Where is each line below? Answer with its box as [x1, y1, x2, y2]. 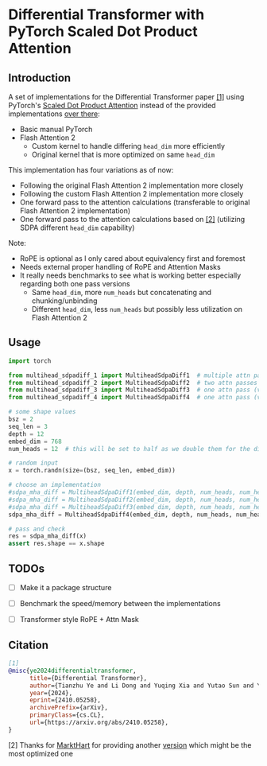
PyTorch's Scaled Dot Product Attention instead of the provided [8, 101, 216, 110]
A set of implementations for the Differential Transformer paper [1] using [8, 92, 245, 101]
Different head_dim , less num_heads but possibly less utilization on [31, 305, 243, 313]
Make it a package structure [19, 583, 112, 592]
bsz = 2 [8, 415, 34, 423]
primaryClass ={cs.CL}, [29, 711, 105, 719]
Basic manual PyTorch [19, 125, 93, 134]
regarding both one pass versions [19, 279, 130, 288]
